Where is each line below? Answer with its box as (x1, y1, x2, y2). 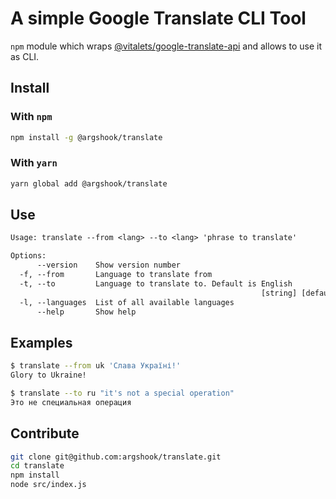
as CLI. (10, 50, 40, 62)
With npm (10, 110, 53, 124)
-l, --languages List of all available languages (19, 297, 235, 307)
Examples (10, 334, 73, 351)
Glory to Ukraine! (10, 370, 87, 381)
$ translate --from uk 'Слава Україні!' (10, 361, 182, 371)
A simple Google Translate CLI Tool (10, 7, 307, 30)
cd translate (10, 461, 65, 471)
